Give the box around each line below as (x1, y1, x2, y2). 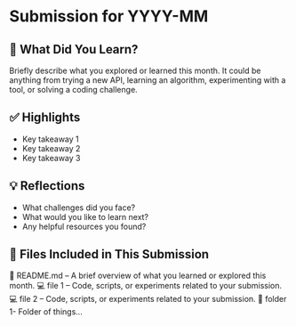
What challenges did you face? (21, 202, 136, 213)
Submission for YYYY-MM (9, 6, 209, 27)
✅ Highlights (9, 110, 81, 126)
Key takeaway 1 (21, 134, 79, 144)
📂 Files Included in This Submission (9, 247, 210, 262)
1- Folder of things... (9, 306, 83, 317)
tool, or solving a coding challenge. (9, 85, 138, 94)
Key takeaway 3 (21, 152, 81, 163)
